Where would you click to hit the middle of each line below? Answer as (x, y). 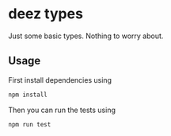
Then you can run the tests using (62, 110)
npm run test (30, 124)
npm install (28, 95)
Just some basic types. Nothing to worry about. (86, 36)
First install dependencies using (60, 80)
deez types (46, 14)
